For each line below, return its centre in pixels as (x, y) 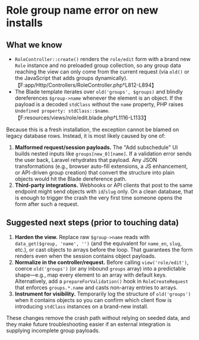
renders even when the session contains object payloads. (85, 256)
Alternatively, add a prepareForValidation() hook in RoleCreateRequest (101, 281)
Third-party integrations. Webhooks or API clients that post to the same (104, 185)
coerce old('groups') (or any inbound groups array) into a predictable (100, 268)
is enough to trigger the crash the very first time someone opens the (98, 198)
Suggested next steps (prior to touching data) (93, 223)
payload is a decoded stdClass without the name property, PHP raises (99, 104)
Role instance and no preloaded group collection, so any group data (98, 65)
